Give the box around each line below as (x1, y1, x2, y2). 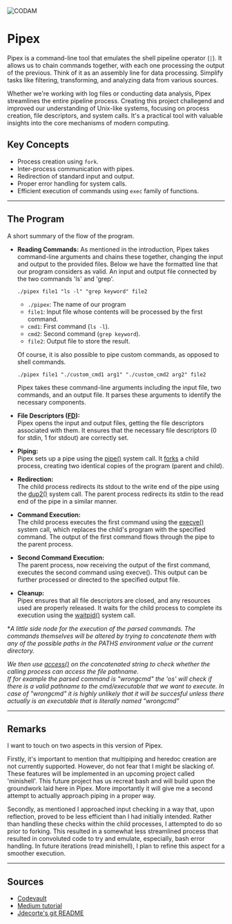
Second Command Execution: (17, 553, 105, 562)
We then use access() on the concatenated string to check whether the (7, 659, 211, 668)
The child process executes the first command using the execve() (17, 517, 204, 526)
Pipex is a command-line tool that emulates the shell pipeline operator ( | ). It (7, 53, 222, 62)
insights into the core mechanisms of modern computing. (7, 118, 171, 127)
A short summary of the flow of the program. (7, 231, 135, 240)
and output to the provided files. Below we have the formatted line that (17, 260, 218, 268)
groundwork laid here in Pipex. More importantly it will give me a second (7, 784, 213, 792)
